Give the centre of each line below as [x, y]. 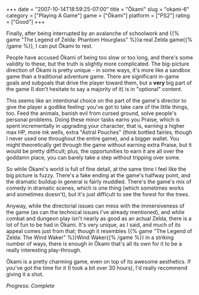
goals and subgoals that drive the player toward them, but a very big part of [99, 83]
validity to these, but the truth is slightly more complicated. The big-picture [98, 64]
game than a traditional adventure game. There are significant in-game [93, 76]
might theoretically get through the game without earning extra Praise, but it [99, 145]
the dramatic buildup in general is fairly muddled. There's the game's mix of [99, 182]
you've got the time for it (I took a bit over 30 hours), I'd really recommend [97, 268]
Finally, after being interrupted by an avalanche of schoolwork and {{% [93, 33]
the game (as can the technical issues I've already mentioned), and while [96, 212]
